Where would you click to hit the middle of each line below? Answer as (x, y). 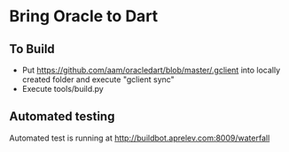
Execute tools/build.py (62, 89)
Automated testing (62, 117)
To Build (32, 49)
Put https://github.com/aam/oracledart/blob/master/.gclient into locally (151, 70)
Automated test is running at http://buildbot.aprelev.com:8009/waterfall (140, 138)
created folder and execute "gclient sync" (98, 80)
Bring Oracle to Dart (84, 16)
